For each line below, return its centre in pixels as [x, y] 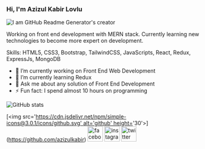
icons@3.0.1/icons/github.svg [43, 123]
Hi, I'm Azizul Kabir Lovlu [44, 9]
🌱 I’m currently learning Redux [53, 78]
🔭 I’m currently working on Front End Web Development [85, 71]
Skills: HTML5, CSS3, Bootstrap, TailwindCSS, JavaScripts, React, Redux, [99, 53]
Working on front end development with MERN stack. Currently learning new [103, 34]
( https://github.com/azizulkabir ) [47, 140]
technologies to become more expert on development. [75, 41]
